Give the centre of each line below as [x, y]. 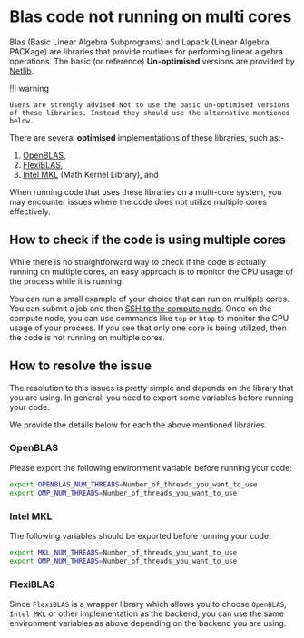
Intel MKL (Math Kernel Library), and [90, 174]
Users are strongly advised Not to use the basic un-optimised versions [150, 105]
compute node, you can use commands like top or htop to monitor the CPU [149, 318]
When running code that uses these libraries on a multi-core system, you [146, 191]
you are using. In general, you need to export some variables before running [152, 398]
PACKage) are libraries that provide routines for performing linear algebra [147, 51]
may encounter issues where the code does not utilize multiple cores [138, 201]
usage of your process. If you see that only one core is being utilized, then [148, 328]
